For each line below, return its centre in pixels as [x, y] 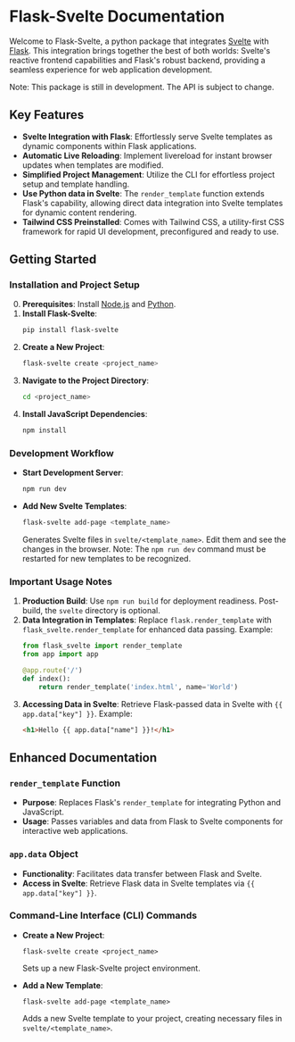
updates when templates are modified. [93, 165]
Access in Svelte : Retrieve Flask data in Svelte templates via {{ [139, 883]
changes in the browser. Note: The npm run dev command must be [144, 549]
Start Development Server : [73, 473]
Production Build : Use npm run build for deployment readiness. [139, 601]
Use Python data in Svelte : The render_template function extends [143, 193]
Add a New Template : [62, 985]
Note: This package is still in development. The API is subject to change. [142, 87]
